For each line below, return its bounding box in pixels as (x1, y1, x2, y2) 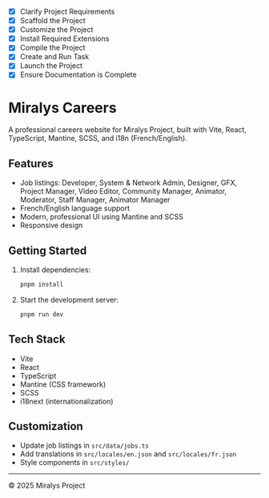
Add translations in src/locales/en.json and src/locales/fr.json (19, 449, 237, 459)
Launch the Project (19, 61, 82, 70)
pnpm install (19, 280, 64, 289)
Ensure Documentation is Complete (19, 70, 138, 79)
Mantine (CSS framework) (19, 380, 106, 389)
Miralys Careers (8, 98, 118, 117)
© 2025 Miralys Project (8, 480, 86, 491)
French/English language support (19, 203, 130, 213)
